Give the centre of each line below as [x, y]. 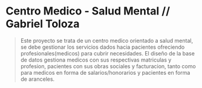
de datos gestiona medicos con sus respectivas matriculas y [96, 60]
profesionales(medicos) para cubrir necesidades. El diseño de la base [107, 53]
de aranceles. [37, 79]
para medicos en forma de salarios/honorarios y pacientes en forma [105, 72]
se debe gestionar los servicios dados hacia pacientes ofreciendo [103, 47]
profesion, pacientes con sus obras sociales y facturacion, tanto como [108, 66]
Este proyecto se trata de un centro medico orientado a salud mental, [107, 40]
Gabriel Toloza [43, 24]
